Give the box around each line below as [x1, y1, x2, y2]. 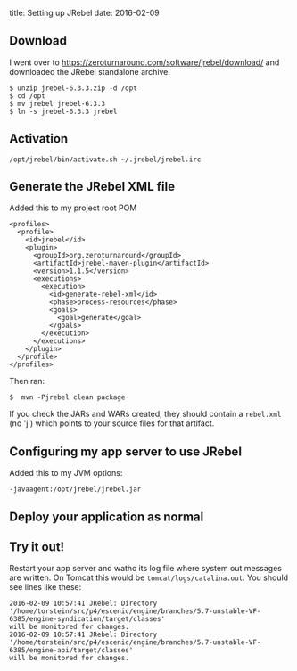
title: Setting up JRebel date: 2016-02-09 [9, 8, 160, 18]
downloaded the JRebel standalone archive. [9, 66, 171, 77]
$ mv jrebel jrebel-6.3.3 [9, 99, 105, 108]
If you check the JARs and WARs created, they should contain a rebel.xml [9, 409, 282, 420]
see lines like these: [9, 582, 82, 593]
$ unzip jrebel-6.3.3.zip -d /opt [9, 84, 138, 93]
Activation [9, 131, 69, 146]
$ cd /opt [9, 91, 46, 101]
